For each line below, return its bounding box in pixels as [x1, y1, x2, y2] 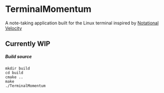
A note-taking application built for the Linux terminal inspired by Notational [5, 20, 159, 26]
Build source [5, 53, 32, 59]
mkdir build [5, 66, 30, 71]
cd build [5, 71, 23, 76]
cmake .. [5, 75, 23, 80]
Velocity [5, 25, 22, 31]
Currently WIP [5, 40, 50, 48]
